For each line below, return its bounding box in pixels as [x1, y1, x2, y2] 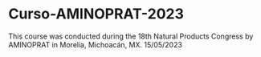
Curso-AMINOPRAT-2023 [8, 5, 185, 23]
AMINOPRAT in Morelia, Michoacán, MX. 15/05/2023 [8, 39, 183, 49]
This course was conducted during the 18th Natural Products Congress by [8, 31, 254, 41]
